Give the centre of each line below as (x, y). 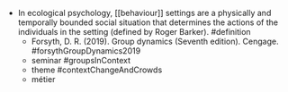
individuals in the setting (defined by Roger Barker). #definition (134, 32)
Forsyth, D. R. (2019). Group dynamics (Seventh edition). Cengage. (155, 41)
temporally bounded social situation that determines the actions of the (148, 22)
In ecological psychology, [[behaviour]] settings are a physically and (144, 13)
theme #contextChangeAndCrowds (97, 70)
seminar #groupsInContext (81, 60)
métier (43, 79)
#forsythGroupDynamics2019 (86, 51)
